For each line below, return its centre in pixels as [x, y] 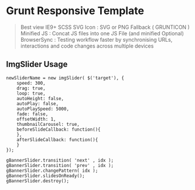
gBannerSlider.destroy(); [37, 181]
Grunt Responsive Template [75, 11]
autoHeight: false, [40, 98]
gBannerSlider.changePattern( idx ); [52, 171]
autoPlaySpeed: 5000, [43, 109]
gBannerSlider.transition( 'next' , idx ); [60, 160]
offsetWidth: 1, [37, 119]
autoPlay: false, [38, 104]
